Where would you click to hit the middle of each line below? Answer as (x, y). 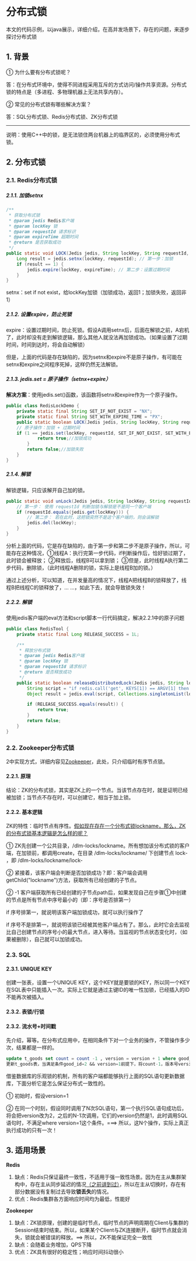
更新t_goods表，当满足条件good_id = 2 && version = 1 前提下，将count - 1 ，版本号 (92, 1064)
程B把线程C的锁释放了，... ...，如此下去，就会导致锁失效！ (76, 587)
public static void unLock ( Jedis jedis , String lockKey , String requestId (99, 501)
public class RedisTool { (37, 629)
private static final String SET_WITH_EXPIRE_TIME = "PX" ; (90, 417)
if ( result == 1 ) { (40, 264)
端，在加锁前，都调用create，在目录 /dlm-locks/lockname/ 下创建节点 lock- (97, 853)
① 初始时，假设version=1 (37, 1096)
